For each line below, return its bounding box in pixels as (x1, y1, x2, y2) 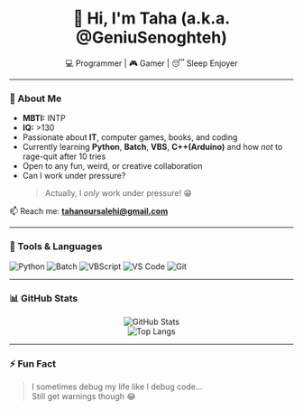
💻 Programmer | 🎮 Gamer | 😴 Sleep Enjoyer (65, 58, 238, 69)
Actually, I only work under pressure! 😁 (44, 188, 192, 199)
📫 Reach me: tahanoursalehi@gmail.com (9, 206, 169, 217)
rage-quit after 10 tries (22, 151, 106, 162)
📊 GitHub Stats (9, 293, 78, 305)
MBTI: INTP (22, 113, 66, 124)
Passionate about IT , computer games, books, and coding (22, 132, 238, 143)
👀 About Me (9, 92, 62, 105)
